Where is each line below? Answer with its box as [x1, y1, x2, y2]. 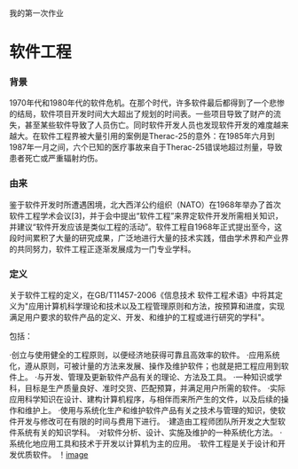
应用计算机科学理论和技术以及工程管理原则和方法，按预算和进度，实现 [27, 301, 286, 312]
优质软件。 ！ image [16, 449, 89, 460]
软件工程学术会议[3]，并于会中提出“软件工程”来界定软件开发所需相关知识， [9, 210, 284, 221]
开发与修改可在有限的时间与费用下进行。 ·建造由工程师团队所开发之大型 [16, 416, 278, 427]
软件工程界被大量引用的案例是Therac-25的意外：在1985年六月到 [39, 131, 275, 142]
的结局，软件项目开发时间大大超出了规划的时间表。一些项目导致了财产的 [9, 109, 273, 120]
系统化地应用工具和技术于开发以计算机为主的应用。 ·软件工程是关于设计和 [9, 438, 278, 449]
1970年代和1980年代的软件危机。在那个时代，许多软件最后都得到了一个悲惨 [9, 98, 286, 108]
